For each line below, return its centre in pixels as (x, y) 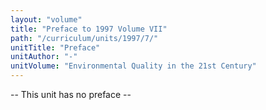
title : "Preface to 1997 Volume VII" (89, 29)
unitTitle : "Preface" (55, 47)
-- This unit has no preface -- (71, 94)
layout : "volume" (46, 19)
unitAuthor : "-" (44, 57)
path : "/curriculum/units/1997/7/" (84, 38)
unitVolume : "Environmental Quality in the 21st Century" (133, 66)
